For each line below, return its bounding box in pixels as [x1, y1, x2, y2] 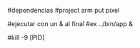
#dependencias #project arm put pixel [7, 6, 120, 14]
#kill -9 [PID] [7, 33, 45, 42]
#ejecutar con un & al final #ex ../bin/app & [7, 20, 134, 28]
